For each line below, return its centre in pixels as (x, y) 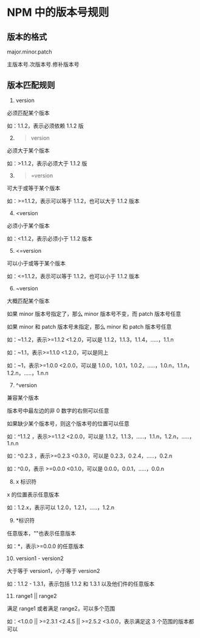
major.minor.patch (29, 52)
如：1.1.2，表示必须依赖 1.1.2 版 (45, 126)
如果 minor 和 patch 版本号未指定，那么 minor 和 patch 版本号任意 (89, 326)
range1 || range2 (36, 595)
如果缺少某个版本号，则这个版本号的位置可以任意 (68, 424)
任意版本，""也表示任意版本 (42, 533)
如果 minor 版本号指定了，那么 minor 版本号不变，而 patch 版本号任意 (94, 314)
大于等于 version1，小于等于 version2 (53, 571)
